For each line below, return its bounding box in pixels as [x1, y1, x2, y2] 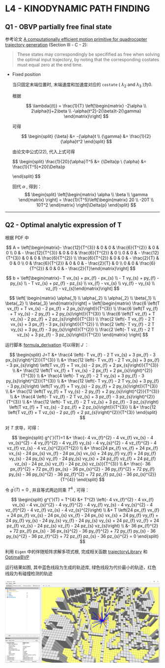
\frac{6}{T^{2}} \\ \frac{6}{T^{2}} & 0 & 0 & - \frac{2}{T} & [41, 255, 160, 261]
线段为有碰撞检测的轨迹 [5, 570, 53, 577]
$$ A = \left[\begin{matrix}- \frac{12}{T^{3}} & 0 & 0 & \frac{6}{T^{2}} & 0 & [6, 245, 159, 250]
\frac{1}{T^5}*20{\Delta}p [12, 164, 65, 170]
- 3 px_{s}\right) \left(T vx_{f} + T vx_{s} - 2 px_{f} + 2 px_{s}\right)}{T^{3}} [6, 362, 159, 368]
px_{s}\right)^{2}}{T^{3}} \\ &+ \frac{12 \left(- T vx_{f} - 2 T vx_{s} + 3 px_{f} [5, 357, 160, 363]
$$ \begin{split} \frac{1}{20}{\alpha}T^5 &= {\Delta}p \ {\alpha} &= [12, 158, 147, 164]
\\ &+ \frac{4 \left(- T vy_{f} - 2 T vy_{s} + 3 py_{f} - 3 [36, 373, 144, 379]
